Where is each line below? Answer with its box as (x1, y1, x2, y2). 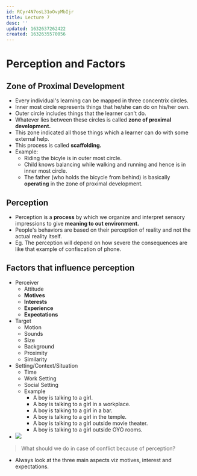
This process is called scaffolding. (14, 142, 102, 149)
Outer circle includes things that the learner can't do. (14, 110, 146, 117)
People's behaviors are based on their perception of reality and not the (14, 226, 191, 233)
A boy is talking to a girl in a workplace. (33, 400, 131, 407)
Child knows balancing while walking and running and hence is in (23, 161, 186, 168)
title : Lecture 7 (6, 14, 50, 20)
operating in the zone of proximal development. (23, 180, 143, 187)
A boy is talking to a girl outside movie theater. (33, 419, 148, 427)
